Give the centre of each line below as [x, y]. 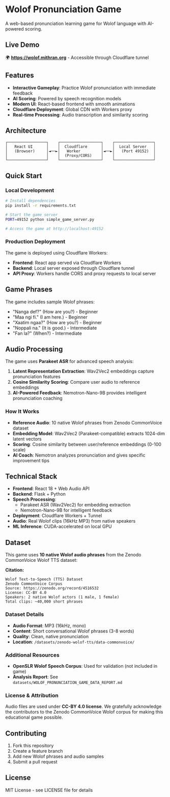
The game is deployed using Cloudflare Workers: [56, 252]
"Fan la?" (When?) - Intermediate [47, 333]
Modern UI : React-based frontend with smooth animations [74, 104]
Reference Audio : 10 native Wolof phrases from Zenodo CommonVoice [87, 422]
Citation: [15, 570]
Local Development [30, 190]
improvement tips [31, 460]
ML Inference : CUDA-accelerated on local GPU [62, 526]
